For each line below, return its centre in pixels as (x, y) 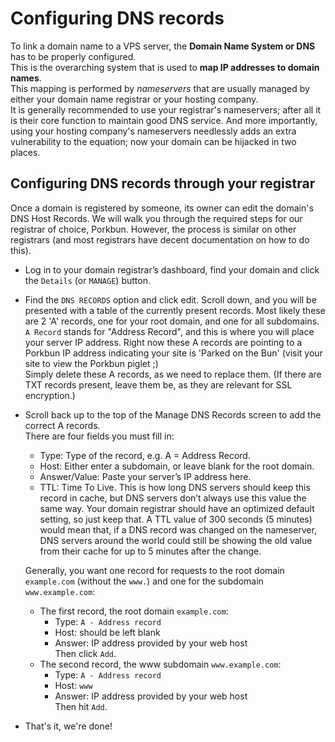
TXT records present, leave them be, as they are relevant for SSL (158, 384)
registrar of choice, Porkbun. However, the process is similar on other (153, 229)
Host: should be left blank (107, 632)
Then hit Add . (81, 706)
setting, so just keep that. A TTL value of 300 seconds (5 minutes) (176, 519)
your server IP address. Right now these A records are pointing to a (163, 342)
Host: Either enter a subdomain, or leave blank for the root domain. (177, 466)
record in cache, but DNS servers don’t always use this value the (173, 498)
